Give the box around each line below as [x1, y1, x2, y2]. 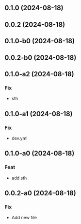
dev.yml [11, 135, 28, 141]
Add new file [11, 215, 37, 221]
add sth [11, 175, 27, 181]
